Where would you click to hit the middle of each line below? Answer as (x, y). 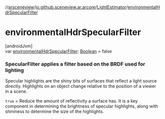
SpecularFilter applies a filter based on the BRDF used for (75, 64)
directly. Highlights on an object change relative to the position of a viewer (81, 86)
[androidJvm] (19, 46)
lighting (15, 70)
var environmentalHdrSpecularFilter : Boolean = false (59, 51)
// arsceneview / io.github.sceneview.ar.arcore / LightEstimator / (66, 7)
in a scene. (16, 91)
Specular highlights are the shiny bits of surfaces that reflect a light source (81, 81)
